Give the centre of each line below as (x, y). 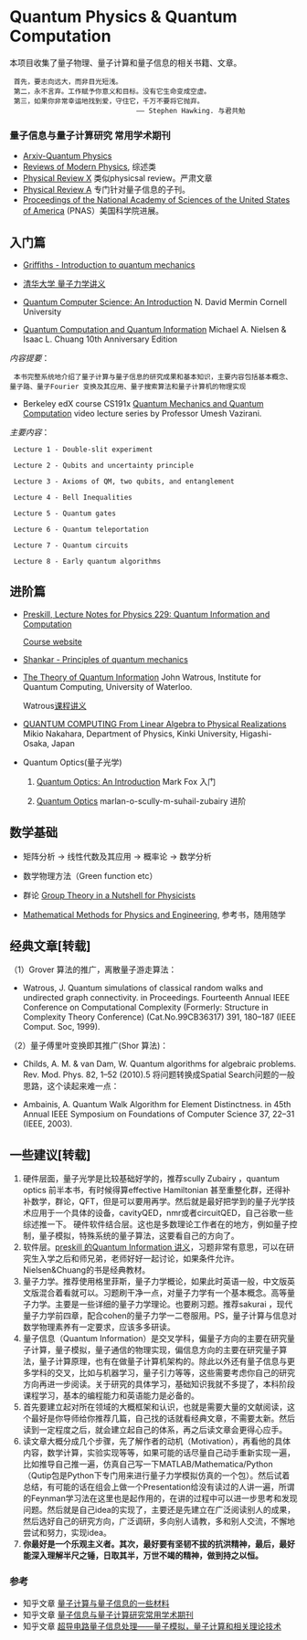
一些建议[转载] (50, 1154)
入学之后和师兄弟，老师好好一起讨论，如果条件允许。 (139, 1259)
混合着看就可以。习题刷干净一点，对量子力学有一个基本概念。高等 (163, 1293)
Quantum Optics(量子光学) (72, 762)
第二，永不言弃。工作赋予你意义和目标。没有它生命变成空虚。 (112, 91)
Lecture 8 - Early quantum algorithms (87, 562)
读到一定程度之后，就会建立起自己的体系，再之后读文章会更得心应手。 (155, 1430)
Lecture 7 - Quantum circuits (71, 545)
